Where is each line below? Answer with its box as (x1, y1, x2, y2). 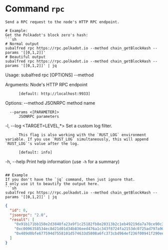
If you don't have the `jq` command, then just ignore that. (5, 177, 135, 182)
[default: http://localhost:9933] (18, 91, 91, 96)
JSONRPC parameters (18, 114, 59, 119)
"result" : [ (9, 217, 35, 222)
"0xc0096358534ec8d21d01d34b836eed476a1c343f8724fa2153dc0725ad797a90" (14, 227, 166, 232)
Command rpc (5, 3, 65, 14)
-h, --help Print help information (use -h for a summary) (5, 158, 120, 165)
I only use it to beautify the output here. (5, 181, 99, 186)
